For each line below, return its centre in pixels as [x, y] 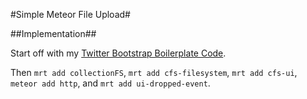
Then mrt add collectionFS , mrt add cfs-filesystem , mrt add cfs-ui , [154, 72]
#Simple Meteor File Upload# [70, 14]
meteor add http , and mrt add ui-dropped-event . [110, 83]
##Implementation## [53, 33]
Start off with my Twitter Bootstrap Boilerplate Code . [118, 53]
